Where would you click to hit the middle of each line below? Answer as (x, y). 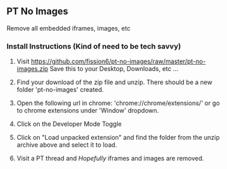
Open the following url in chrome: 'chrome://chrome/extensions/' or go (118, 103)
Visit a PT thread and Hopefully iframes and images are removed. (110, 159)
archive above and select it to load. (67, 145)
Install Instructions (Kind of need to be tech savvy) (94, 46)
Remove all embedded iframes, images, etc (69, 28)
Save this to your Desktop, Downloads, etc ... (114, 69)
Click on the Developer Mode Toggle (69, 124)
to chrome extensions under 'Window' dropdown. (88, 111)
